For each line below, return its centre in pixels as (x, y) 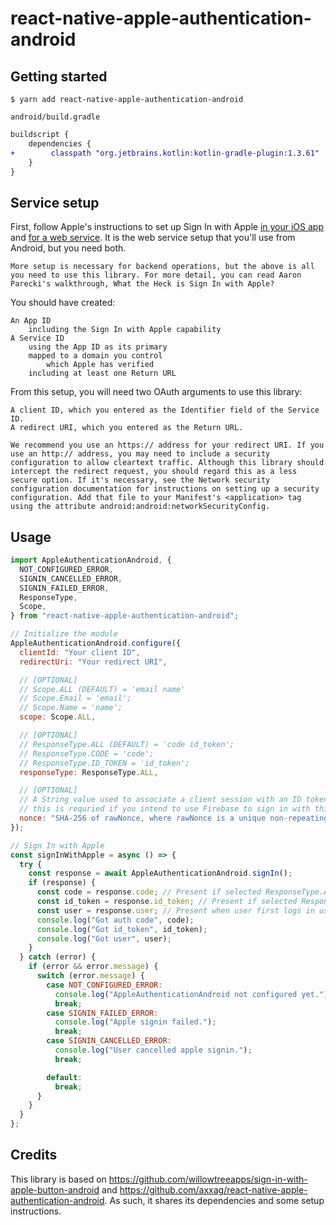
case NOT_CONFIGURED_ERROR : (104, 985)
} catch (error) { (58, 957)
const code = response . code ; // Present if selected (149, 892)
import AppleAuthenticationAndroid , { (91, 560)
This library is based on (58, 1179)
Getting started (59, 76)
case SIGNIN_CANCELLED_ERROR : (109, 1041)
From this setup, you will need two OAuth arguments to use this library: (156, 392)
